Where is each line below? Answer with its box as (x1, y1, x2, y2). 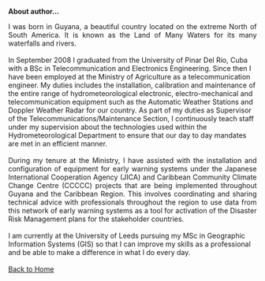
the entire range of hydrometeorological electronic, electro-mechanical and (8, 89, 253, 98)
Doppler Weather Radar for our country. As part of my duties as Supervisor (8, 105, 252, 115)
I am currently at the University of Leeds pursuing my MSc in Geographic (8, 231, 246, 240)
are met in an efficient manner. (8, 139, 108, 148)
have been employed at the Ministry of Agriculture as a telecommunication (8, 72, 251, 81)
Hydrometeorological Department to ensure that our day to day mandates (8, 131, 247, 140)
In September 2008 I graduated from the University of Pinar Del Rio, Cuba (8, 55, 248, 65)
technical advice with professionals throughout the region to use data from (8, 198, 257, 207)
